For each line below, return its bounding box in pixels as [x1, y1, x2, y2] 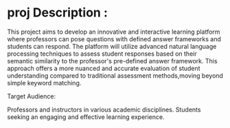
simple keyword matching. [7, 78, 82, 87]
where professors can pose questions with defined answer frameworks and [7, 34, 222, 43]
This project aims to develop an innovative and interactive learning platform [7, 28, 220, 36]
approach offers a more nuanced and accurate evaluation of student [7, 64, 200, 72]
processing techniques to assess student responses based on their [7, 50, 197, 58]
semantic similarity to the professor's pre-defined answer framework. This [7, 56, 218, 65]
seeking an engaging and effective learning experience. [7, 112, 165, 121]
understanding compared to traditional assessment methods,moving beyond [7, 71, 223, 80]
